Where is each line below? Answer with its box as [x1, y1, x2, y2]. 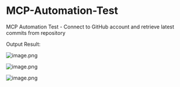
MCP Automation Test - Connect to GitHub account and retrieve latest [6, 23, 174, 30]
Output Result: [6, 41, 41, 48]
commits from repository [6, 29, 66, 36]
